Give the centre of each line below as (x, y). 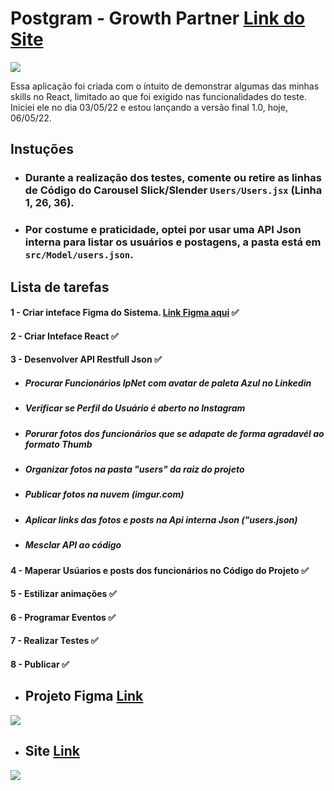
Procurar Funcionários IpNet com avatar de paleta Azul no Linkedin (168, 383)
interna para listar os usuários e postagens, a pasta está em (173, 242)
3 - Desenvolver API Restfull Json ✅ (86, 359)
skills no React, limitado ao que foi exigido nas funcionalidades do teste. (158, 96)
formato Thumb (58, 444)
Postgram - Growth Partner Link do (158, 18)
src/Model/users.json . (79, 255)
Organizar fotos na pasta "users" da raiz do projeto (134, 469)
